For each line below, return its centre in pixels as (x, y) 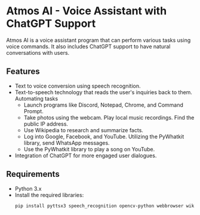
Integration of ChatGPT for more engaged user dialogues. (86, 155)
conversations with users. (38, 52)
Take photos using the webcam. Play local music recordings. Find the (109, 117)
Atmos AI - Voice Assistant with (87, 11)
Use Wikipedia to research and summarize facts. (83, 130)
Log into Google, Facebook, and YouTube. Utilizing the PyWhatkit (104, 136)
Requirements (33, 174)
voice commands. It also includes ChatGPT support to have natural (88, 46)
